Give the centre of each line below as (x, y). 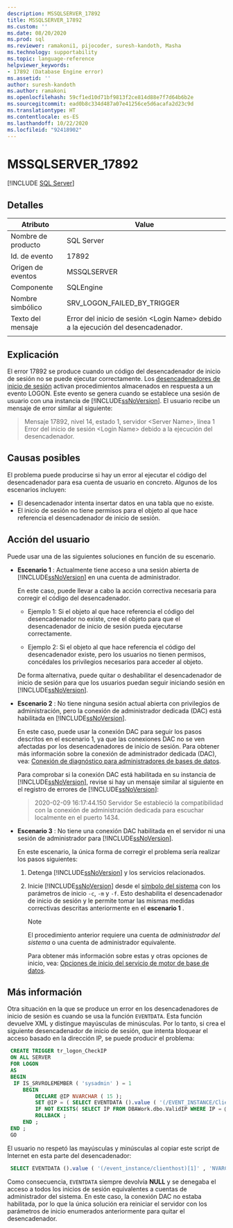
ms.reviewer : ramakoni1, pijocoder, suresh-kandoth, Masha (94, 46)
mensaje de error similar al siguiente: (60, 408)
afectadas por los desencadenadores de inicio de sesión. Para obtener (118, 746)
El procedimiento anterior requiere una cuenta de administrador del (124, 935)
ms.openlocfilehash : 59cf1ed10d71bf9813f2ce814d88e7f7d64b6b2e (101, 98)
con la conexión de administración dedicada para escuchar (119, 810)
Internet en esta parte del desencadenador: (69, 1155)
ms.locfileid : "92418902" (44, 130)
